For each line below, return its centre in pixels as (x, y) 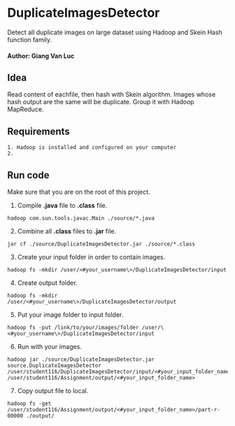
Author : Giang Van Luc (41, 56)
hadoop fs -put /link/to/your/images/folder (73, 327)
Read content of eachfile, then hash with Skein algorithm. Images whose (112, 94)
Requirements (38, 131)
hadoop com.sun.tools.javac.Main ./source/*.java (81, 218)
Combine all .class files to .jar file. (67, 231)
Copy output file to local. (53, 390)
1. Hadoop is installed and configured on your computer (92, 148)
